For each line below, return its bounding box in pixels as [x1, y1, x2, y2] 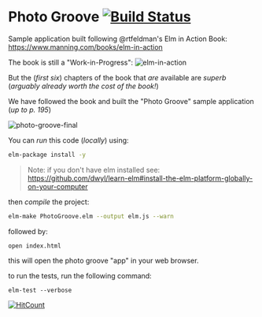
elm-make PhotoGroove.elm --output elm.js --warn [8, 212, 175, 220]
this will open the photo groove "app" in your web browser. [8, 255, 199, 265]
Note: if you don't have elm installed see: [27, 165, 161, 174]
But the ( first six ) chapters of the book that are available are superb [8, 73, 227, 82]
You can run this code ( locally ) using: [8, 135, 129, 145]
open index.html [8, 241, 61, 250]
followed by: [8, 226, 49, 236]
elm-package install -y [8, 151, 87, 158]
